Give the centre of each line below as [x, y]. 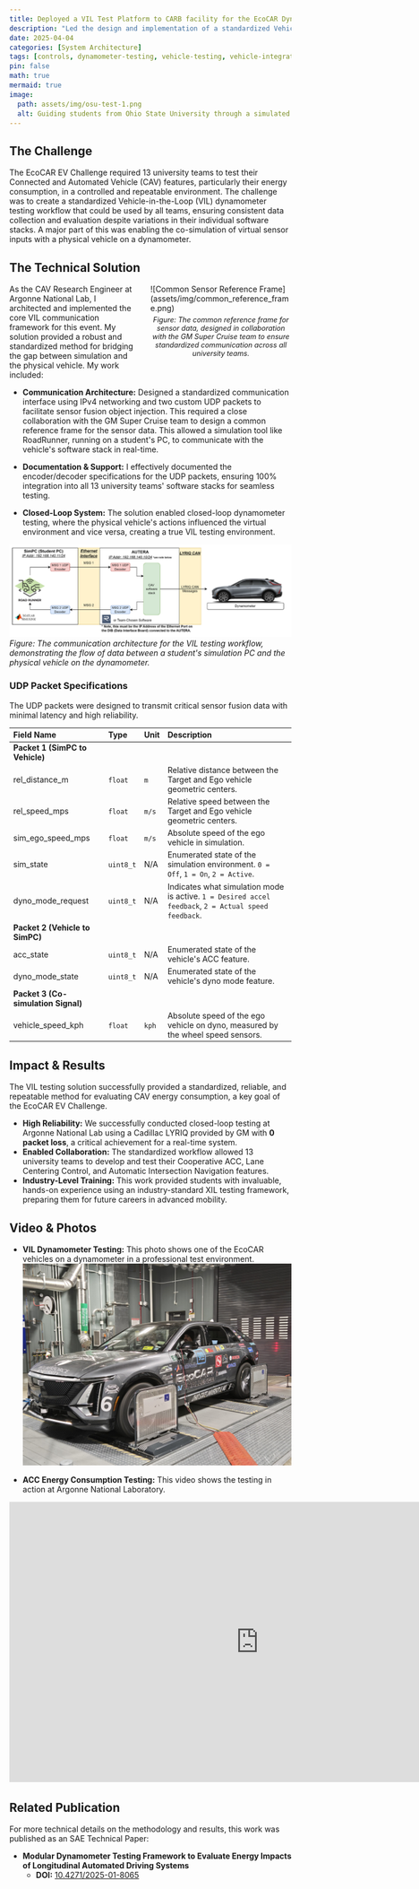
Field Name [34, 735]
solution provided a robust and [66, 337]
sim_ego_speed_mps [51, 838]
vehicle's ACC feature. [208, 959]
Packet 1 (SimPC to [50, 748]
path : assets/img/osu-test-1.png [80, 104]
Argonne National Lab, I [53, 299]
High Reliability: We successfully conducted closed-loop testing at [146, 1123]
